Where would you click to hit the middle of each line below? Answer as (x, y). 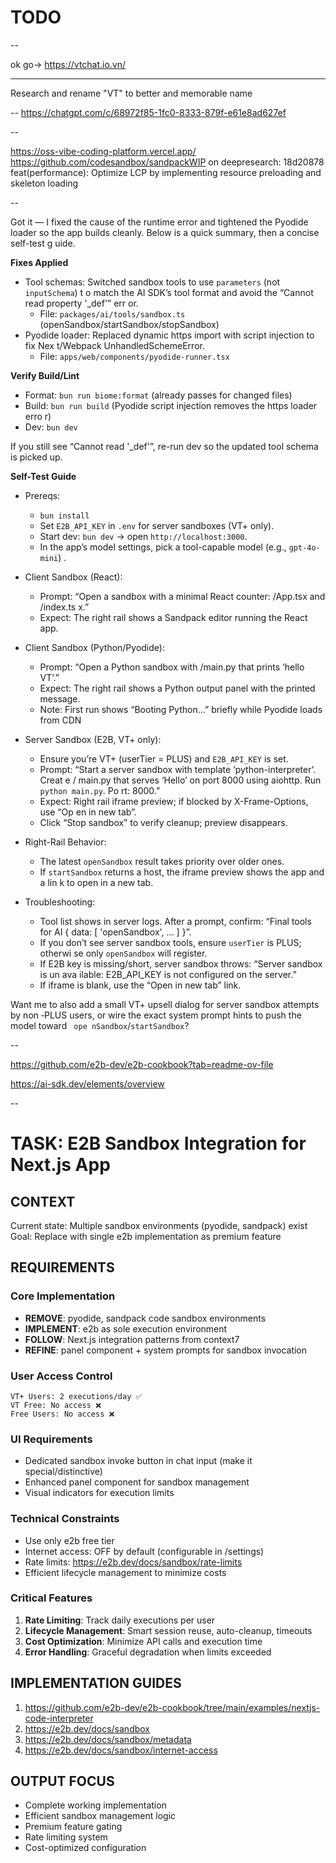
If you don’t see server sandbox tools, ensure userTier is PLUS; (170, 942)
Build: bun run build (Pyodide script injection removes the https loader (171, 405)
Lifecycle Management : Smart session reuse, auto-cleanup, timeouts (168, 1630)
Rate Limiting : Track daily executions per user (120, 1620)
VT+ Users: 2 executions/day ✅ (76, 1396)
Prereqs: (42, 495)
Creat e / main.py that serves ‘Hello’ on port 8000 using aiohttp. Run (180, 780)
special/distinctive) (63, 1472)
